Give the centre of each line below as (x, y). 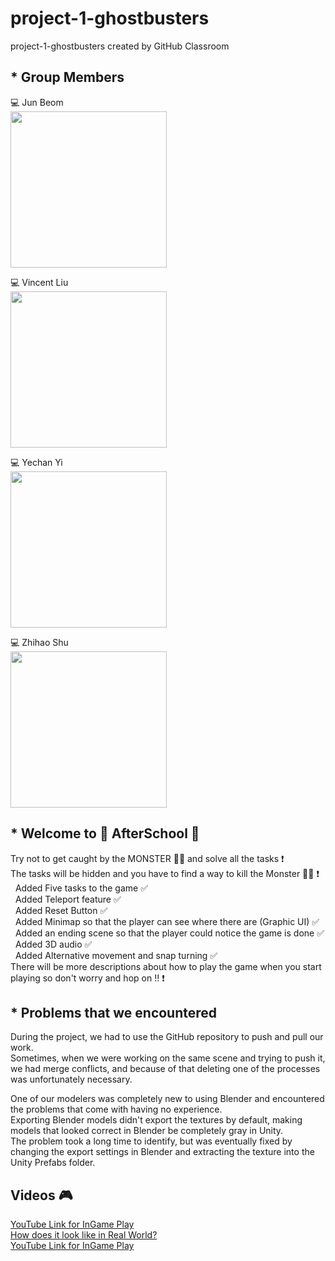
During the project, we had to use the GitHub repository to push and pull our (167, 1037)
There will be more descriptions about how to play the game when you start (166, 966)
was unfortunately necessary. (71, 1079)
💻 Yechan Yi (36, 462)
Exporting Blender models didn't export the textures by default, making (156, 1120)
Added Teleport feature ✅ (68, 899)
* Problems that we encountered (114, 1012)
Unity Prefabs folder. (53, 1163)
